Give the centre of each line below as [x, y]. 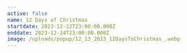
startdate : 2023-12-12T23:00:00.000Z [61, 26]
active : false [28, 13]
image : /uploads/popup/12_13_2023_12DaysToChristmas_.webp [94, 39]
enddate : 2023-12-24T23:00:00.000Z [58, 33]
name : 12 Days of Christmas [48, 20]
